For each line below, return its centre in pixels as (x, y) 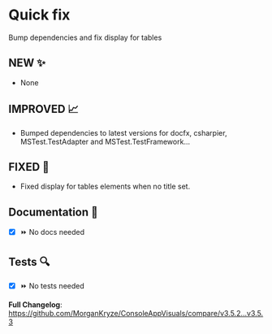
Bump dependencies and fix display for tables (85, 37)
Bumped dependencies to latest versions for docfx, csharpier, (123, 132)
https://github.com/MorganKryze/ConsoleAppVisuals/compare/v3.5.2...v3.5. (136, 313)
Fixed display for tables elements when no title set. (105, 187)
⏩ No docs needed (52, 232)
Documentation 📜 (54, 212)
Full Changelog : (35, 305)
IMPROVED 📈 (43, 109)
